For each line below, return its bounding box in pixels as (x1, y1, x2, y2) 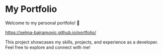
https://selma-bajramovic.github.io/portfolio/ (5, 29, 96, 35)
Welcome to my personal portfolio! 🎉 (5, 20, 80, 26)
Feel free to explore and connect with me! (5, 44, 90, 50)
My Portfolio (5, 3, 57, 15)
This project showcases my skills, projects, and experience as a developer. (5, 39, 159, 45)
